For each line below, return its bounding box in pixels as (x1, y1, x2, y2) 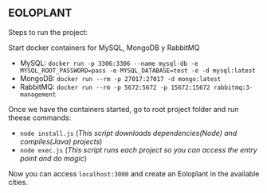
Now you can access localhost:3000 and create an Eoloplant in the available (8, 168, 260, 178)
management (19, 91, 57, 98)
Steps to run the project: (8, 27, 88, 37)
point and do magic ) (19, 153, 88, 163)
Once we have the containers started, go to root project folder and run (8, 104, 239, 114)
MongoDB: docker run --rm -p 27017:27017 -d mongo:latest (19, 73, 222, 83)
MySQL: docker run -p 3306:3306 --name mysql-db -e (19, 58, 198, 68)
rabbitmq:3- (214, 83, 253, 91)
